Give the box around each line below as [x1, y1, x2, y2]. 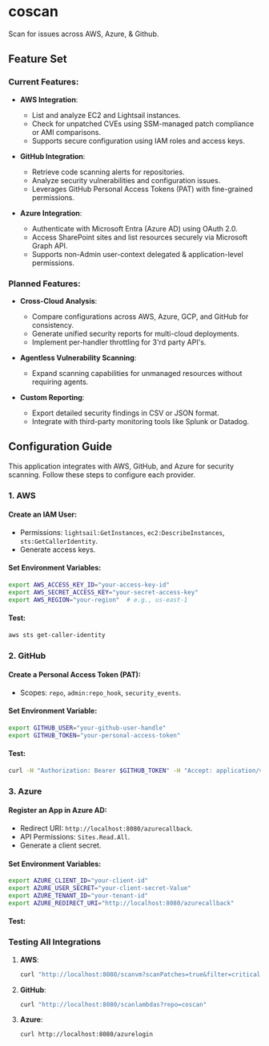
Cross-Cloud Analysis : [19, 296, 98, 305]
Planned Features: [8, 278, 82, 289]
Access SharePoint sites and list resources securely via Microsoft [31, 232, 248, 242]
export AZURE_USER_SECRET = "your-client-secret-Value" [8, 885, 192, 893]
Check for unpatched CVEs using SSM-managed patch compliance [31, 119, 255, 129]
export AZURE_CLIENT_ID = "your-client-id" [8, 876, 149, 885]
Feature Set [8, 52, 67, 66]
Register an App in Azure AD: [8, 806, 108, 815]
